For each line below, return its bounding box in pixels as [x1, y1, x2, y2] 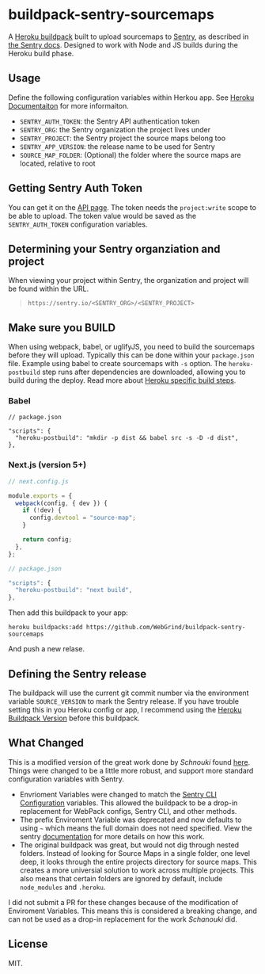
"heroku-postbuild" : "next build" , [15, 586, 133, 594]
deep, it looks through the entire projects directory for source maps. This [19, 857, 257, 866]
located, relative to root [19, 159, 97, 168]
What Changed [8, 736, 85, 750]
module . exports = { [8, 491, 73, 500]
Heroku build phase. [8, 48, 74, 58]
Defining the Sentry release [8, 667, 147, 681]
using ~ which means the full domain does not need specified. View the [19, 823, 252, 833]
